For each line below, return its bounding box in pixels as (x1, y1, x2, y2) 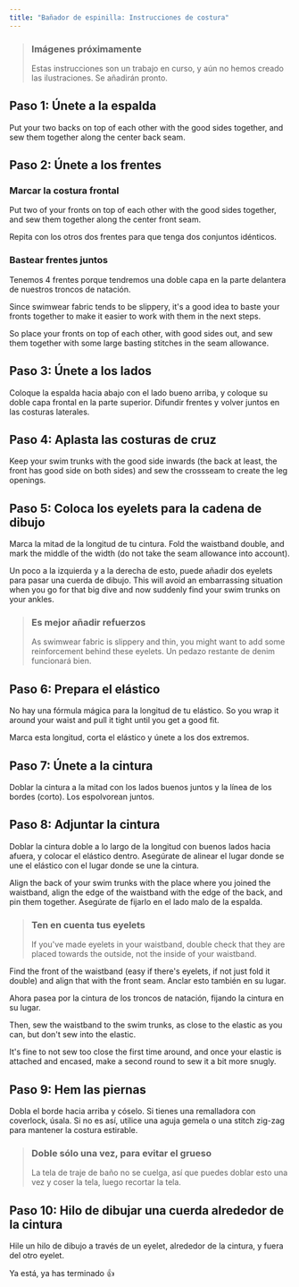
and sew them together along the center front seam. (9, 214, 202, 225)
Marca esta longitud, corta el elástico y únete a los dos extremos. (9, 732, 250, 743)
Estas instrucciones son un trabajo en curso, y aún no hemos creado (30, 63, 284, 73)
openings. (9, 475, 46, 486)
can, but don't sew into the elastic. (9, 1029, 137, 1040)
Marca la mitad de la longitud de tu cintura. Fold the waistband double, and (9, 539, 285, 550)
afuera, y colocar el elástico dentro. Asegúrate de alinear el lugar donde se (9, 850, 285, 861)
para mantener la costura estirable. (9, 1125, 138, 1135)
